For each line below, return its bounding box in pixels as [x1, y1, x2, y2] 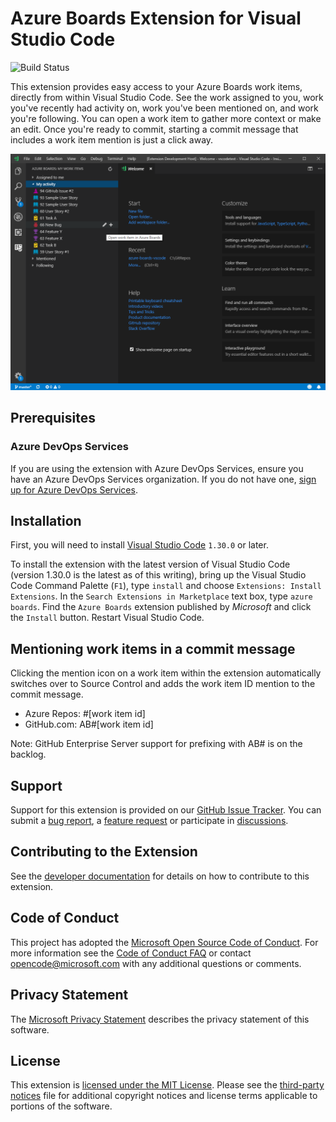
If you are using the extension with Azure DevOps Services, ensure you [10, 462, 304, 474]
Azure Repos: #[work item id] [24, 708, 146, 720]
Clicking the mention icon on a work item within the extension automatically [10, 667, 322, 679]
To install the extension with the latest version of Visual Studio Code [10, 558, 291, 571]
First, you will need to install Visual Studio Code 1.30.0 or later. [10, 539, 269, 551]
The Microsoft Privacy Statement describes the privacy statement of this [10, 1013, 310, 1025]
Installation [10, 513, 82, 530]
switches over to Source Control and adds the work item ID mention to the [10, 678, 316, 690]
